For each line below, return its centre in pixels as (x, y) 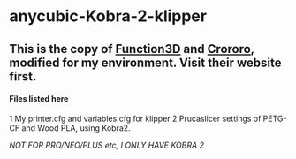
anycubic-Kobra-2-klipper (108, 16)
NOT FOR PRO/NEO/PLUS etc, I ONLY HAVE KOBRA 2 (107, 145)
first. (23, 76)
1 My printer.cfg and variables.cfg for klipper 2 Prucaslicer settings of (135, 118)
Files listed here (39, 99)
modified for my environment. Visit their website (145, 62)
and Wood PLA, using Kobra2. (76, 128)
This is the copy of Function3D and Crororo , (132, 49)
